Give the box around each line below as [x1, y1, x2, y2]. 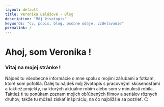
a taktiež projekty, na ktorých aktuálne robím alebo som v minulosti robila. [5, 85, 154, 91]
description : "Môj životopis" [5, 16, 67, 21]
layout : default [5, 7, 38, 12]
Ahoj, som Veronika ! [5, 47, 92, 58]
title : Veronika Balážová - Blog [5, 12, 74, 17]
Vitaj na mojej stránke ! [5, 64, 61, 71]
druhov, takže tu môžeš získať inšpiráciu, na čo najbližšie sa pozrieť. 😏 [5, 96, 149, 102]
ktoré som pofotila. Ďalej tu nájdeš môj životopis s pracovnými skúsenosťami [5, 80, 160, 86]
